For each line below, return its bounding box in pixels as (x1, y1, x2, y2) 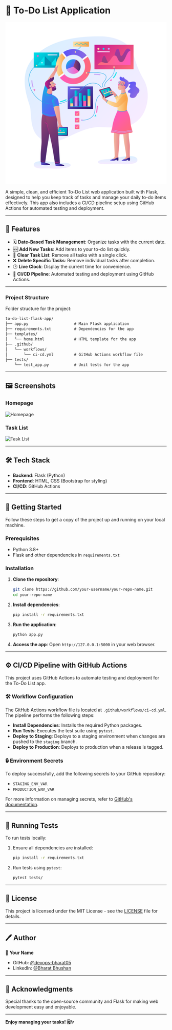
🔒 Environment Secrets (5, 757, 63, 764)
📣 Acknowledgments (5, 985, 73, 994)
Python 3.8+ (12, 546, 39, 552)
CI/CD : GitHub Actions (12, 483, 60, 489)
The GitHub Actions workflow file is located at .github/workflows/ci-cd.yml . (5, 707, 166, 713)
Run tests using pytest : (12, 864, 62, 870)
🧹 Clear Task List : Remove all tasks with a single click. (12, 251, 127, 258)
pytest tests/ (12, 875, 43, 880)
